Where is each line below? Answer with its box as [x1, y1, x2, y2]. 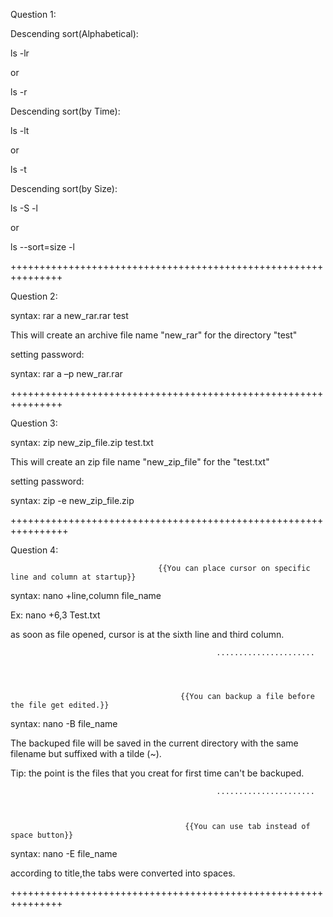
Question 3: [10, 417, 58, 429]
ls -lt [10, 125, 30, 136]
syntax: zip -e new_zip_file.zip [10, 495, 135, 506]
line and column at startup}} [10, 572, 137, 582]
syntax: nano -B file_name [10, 718, 118, 729]
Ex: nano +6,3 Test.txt [10, 609, 101, 621]
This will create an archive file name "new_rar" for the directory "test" [10, 329, 298, 341]
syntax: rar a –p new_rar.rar [10, 368, 123, 379]
